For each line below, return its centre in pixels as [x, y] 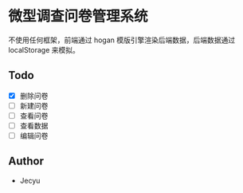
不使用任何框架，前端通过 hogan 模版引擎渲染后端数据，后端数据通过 [122, 40]
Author [26, 161]
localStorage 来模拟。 [44, 49]
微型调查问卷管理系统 [78, 16]
